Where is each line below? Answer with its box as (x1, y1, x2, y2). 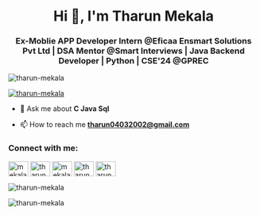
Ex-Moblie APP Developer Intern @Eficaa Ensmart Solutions (15, 36, 252, 47)
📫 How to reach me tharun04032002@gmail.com (19, 120, 190, 129)
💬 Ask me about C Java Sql (19, 104, 110, 113)
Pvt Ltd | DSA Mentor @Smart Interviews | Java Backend (22, 45, 245, 56)
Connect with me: (8, 143, 79, 154)
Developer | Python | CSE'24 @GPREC (58, 56, 209, 67)
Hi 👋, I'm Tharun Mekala (52, 7, 215, 25)
